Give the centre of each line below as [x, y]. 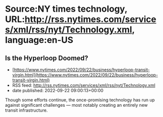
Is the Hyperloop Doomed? [47, 58]
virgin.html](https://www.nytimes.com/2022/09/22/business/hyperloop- [85, 75]
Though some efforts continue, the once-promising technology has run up [80, 100]
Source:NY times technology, [66, 9]
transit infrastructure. [26, 110]
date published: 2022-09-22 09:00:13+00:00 [58, 90]
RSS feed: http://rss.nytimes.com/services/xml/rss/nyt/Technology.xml [84, 85]
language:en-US [39, 40]
